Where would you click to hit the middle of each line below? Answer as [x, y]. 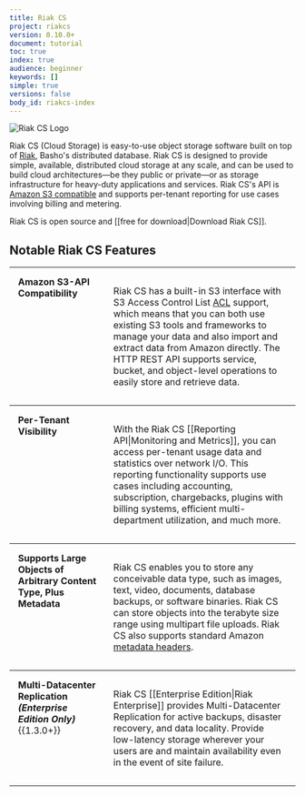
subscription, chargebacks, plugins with [198, 498]
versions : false [40, 94]
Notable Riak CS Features [83, 250]
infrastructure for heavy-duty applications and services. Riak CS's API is [144, 185]
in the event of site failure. [168, 762]
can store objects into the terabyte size [196, 613]
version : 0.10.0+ [42, 35]
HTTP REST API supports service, [185, 359]
